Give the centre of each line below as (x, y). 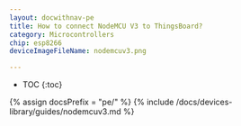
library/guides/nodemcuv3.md (65, 112)
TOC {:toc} (42, 85)
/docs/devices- (204, 102)
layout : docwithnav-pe (52, 18)
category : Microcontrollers (62, 34)
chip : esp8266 (36, 43)
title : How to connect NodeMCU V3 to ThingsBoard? (106, 26)
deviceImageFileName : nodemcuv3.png (78, 51)
